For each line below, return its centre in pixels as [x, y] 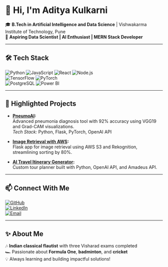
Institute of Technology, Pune [35, 32]
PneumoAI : [24, 116]
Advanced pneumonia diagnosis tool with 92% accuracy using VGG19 [84, 121]
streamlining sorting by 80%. [42, 152]
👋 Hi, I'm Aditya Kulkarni [56, 10]
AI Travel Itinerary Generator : [43, 162]
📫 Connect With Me [37, 188]
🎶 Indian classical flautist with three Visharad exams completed [71, 246]
